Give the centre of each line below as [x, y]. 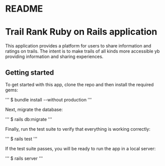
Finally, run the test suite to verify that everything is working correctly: [78, 129]
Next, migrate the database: [34, 109]
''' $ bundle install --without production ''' [49, 99]
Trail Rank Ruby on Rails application [81, 32]
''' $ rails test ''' [21, 139]
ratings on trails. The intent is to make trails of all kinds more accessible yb [82, 51]
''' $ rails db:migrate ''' [29, 119]
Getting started [30, 72]
